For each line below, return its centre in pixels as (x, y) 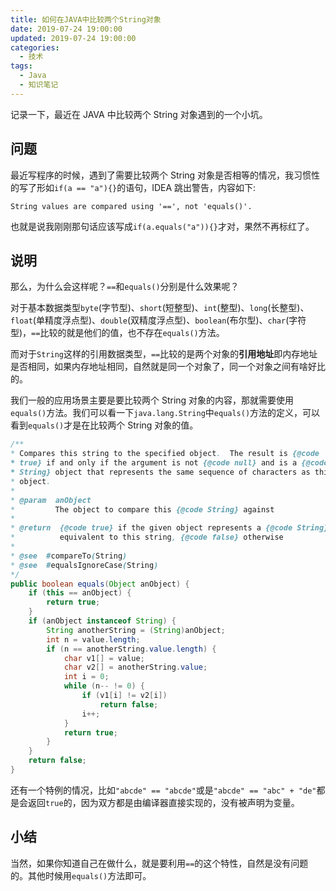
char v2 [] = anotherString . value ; (135, 667)
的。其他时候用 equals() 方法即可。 (81, 875)
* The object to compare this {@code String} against (142, 509)
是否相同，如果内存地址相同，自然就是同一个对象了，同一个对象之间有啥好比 (168, 367)
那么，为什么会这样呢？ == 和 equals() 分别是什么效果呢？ (125, 287)
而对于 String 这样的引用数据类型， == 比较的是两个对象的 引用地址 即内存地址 (164, 354)
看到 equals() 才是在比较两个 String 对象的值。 (104, 425)
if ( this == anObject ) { (80, 593)
